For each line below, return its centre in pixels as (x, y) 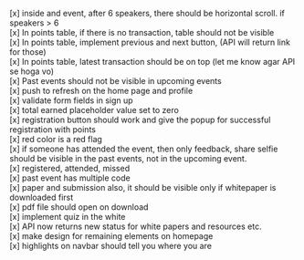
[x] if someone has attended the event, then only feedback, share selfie (144, 149)
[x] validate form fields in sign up (72, 100)
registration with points (52, 130)
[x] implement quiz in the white (68, 217)
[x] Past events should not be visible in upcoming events (115, 81)
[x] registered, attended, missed (70, 168)
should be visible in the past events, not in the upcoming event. (128, 158)
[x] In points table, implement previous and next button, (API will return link (150, 42)
